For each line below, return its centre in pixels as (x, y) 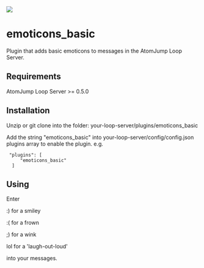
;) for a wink (21, 234)
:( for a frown (23, 223)
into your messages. (32, 258)
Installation (28, 110)
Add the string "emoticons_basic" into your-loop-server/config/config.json (100, 137)
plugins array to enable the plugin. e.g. (55, 144)
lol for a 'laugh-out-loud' (37, 247)
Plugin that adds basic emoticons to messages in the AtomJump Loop (94, 51)
